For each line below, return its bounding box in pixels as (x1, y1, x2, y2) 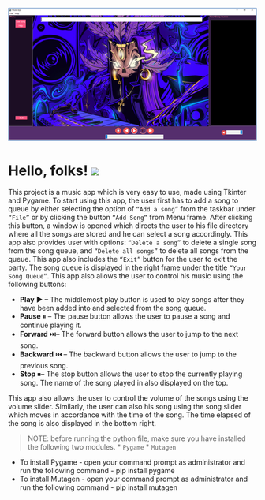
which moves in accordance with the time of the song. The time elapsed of (8, 410, 251, 420)
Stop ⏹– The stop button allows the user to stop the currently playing (19, 369, 243, 379)
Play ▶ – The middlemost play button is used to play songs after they (19, 295, 245, 304)
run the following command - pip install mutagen (19, 483, 178, 492)
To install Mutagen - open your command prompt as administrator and (19, 474, 248, 484)
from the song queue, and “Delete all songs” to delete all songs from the (8, 246, 249, 256)
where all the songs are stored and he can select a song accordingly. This (8, 229, 248, 239)
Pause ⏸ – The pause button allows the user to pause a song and (19, 312, 230, 321)
